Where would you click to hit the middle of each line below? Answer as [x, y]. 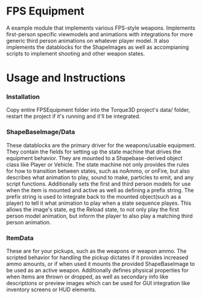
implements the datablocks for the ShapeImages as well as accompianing [97, 47]
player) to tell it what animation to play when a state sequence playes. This [99, 203]
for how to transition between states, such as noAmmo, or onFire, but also [98, 171]
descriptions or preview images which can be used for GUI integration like [98, 283]
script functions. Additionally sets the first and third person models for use [99, 184]
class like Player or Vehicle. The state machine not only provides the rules [98, 164]
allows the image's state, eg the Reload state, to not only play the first [93, 209]
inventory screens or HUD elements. [51, 290]
